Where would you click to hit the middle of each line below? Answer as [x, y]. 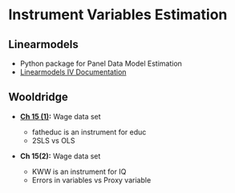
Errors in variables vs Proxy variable [91, 180]
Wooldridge [38, 97]
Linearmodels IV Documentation [73, 72]
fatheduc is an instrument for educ [89, 132]
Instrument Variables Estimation [118, 15]
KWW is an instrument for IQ [79, 171]
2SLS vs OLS [53, 140]
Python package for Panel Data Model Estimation [101, 63]
